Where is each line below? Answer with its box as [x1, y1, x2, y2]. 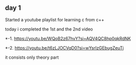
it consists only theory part [5, 54, 59, 60]
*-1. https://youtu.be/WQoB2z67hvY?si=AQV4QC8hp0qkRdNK [5, 35, 131, 41]
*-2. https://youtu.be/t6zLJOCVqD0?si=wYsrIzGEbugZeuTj [5, 45, 124, 50]
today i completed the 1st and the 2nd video [5, 26, 93, 32]
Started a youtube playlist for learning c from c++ [5, 16, 105, 22]
